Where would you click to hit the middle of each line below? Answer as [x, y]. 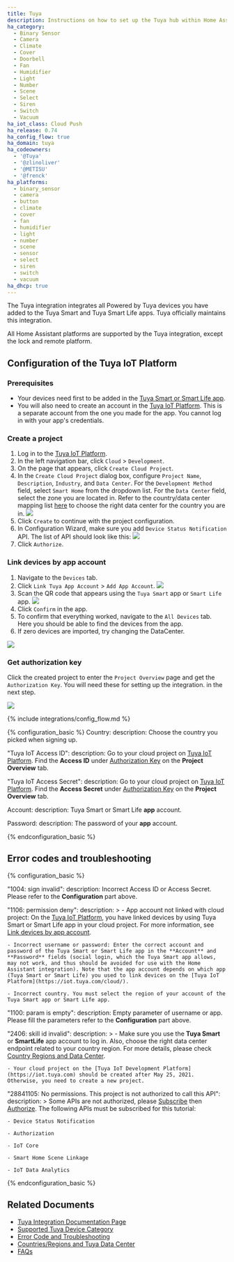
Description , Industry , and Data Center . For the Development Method [115, 483]
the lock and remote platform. [50, 341]
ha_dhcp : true [28, 286]
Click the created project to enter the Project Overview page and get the [111, 677]
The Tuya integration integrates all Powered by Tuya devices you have [108, 306]
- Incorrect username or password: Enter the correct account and [106, 945]
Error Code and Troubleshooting [63, 1236]
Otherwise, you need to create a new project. [76, 1081]
